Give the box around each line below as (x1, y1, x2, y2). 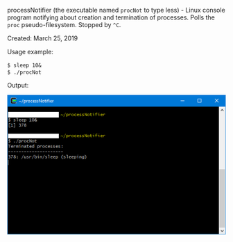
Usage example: (7, 48, 54, 56)
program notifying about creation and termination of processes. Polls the (7, 13, 215, 22)
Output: (7, 81, 29, 89)
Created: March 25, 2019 (7, 34, 78, 42)
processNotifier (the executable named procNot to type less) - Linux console (7, 6, 225, 14)
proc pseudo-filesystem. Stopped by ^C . (7, 21, 121, 29)
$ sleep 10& (7, 62, 42, 69)
